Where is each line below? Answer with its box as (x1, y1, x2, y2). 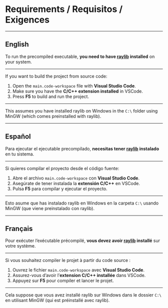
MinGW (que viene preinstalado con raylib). (5, 205, 95, 211)
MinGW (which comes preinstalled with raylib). (5, 113, 101, 119)
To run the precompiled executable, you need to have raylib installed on (5, 53, 155, 59)
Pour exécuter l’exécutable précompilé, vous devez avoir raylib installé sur (5, 237, 160, 243)
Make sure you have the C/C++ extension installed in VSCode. (12, 88, 143, 94)
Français (5, 224, 33, 233)
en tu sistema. (5, 151, 34, 157)
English (5, 40, 29, 48)
